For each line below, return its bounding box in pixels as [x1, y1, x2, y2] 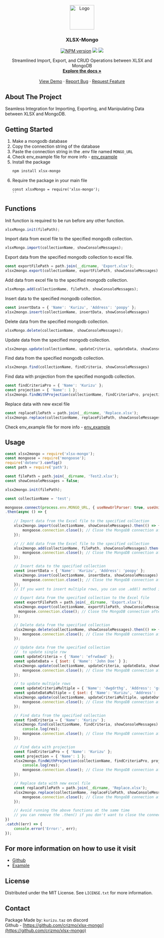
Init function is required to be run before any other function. [5, 217, 125, 223]
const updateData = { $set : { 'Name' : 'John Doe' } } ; [14, 659, 128, 664]
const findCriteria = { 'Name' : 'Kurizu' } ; [14, 718, 106, 723]
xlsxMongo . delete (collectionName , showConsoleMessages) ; [5, 328, 123, 333]
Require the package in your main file [12, 177, 87, 183]
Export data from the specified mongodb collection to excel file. [5, 254, 133, 260]
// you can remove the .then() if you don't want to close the [14, 812, 145, 818]
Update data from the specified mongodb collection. [5, 337, 111, 343]
